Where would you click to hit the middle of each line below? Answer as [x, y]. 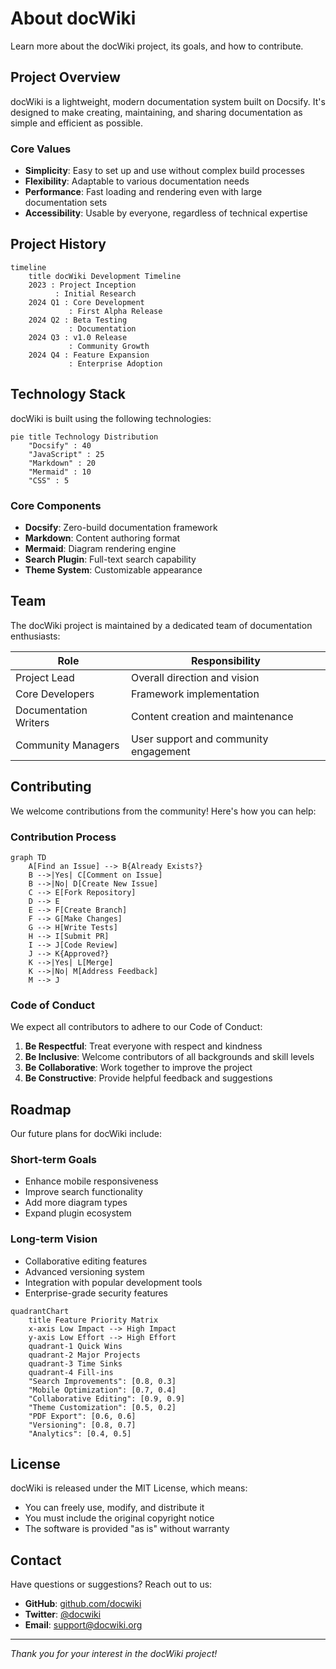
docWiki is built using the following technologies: [111, 418]
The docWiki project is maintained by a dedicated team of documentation [161, 625]
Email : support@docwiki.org [83, 1625]
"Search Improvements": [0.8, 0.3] [102, 1381]
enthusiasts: [35, 636]
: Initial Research [95, 293]
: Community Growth [109, 346]
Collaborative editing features [86, 1261]
